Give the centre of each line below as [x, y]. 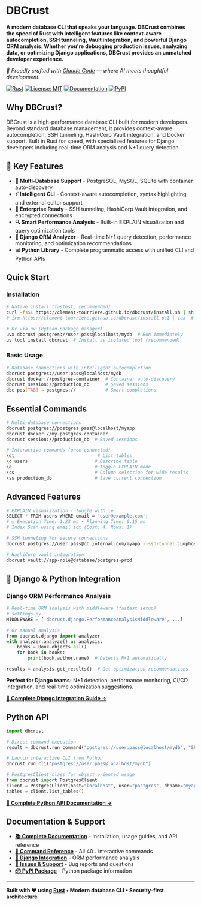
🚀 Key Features [35, 166]
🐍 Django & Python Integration [63, 578]
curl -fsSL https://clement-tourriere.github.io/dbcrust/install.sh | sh [100, 312]
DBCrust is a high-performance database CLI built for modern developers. [98, 122]
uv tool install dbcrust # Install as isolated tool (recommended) [93, 340]
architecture [22, 897]
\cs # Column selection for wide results [97, 472]
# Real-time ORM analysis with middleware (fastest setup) [81, 608]
